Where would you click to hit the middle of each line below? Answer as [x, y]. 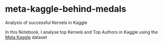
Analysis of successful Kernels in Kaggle [46, 22]
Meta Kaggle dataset [26, 37]
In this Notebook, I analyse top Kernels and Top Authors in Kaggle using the [81, 32]
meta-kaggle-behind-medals [66, 9]
